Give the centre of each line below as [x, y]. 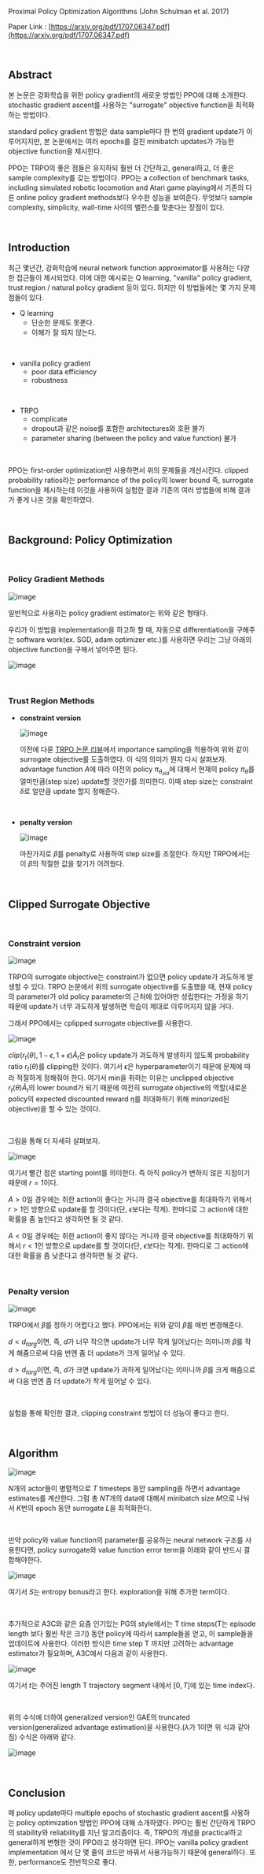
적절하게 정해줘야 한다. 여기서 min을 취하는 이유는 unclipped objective [125, 1078]
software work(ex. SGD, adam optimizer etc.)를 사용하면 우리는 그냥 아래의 [134, 639]
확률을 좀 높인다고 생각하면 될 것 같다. [66, 1219]
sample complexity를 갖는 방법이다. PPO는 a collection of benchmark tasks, [128, 177]
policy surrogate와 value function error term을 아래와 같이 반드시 [139, 1550]
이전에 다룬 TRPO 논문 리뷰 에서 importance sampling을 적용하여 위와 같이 [134, 750]
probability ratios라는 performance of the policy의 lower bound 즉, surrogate [131, 480]
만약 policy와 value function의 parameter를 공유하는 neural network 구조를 [126, 1540]
